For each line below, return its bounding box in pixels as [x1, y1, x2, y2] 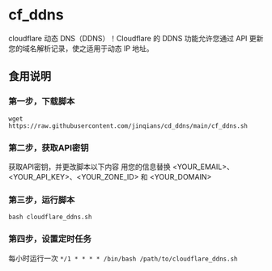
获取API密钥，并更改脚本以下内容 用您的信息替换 [8, 162, 172, 171]
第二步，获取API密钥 [8, 142, 89, 153]
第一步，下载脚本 [8, 95, 75, 107]
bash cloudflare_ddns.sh [8, 213, 92, 222]
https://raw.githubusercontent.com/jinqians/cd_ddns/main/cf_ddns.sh [8, 121, 249, 130]
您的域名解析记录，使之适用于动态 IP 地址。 [8, 43, 154, 53]
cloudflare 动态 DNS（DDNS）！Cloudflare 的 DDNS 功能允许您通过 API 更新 [8, 33, 264, 43]
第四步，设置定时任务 [8, 233, 91, 244]
